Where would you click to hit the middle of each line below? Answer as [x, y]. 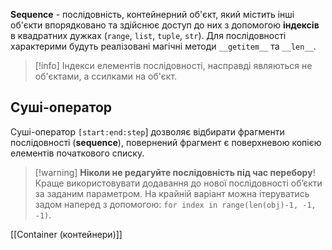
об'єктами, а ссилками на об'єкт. [106, 76]
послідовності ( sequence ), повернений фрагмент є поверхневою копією [166, 142]
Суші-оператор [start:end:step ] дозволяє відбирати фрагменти [147, 131]
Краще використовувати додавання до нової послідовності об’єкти [178, 183]
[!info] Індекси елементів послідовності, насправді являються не [173, 65]
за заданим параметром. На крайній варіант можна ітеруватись [172, 193]
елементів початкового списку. [77, 153]
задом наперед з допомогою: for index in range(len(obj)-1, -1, [175, 204]
